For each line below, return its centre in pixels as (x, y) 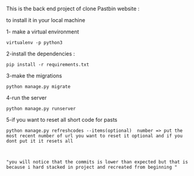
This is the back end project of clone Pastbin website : (73, 9)
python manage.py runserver (41, 109)
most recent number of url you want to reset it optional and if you (95, 136)
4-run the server (27, 98)
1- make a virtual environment (43, 32)
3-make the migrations (34, 76)
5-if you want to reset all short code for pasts (62, 120)
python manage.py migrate (38, 87)
